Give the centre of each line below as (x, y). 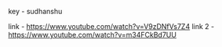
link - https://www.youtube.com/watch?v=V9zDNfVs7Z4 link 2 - (111, 26)
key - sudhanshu (35, 11)
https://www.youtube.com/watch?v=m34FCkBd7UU (92, 35)
